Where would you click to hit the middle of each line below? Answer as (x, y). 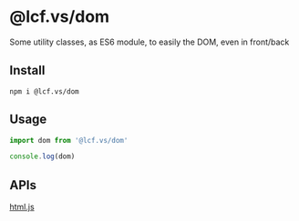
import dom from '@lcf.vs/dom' (69, 140)
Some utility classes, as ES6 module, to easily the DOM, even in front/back (149, 42)
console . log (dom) (42, 156)
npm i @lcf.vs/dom (44, 91)
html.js (22, 207)
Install (27, 70)
